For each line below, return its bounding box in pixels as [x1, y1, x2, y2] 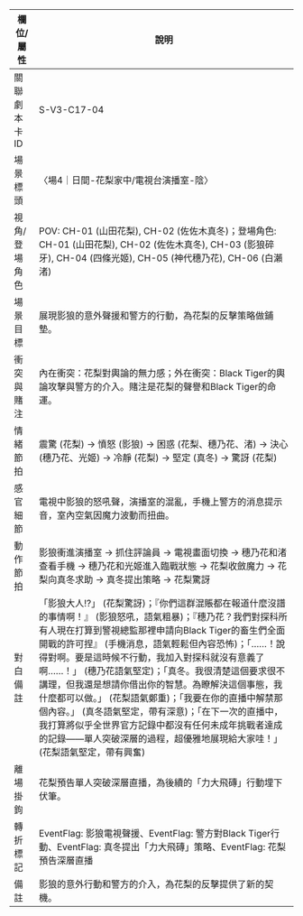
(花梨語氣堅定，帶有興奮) [39, 746, 146, 758]
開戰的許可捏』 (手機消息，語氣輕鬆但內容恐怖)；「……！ [39, 638, 277, 650]
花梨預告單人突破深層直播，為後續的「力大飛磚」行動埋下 [39, 776, 283, 789]
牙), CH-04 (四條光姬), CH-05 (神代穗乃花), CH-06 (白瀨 [39, 252, 283, 264]
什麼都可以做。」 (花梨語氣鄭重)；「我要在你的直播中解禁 [39, 692, 274, 704]
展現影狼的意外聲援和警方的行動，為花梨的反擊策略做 [39, 310, 265, 321]
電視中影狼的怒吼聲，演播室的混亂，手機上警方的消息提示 [39, 495, 283, 508]
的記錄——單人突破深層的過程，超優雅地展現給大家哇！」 [39, 733, 283, 745]
